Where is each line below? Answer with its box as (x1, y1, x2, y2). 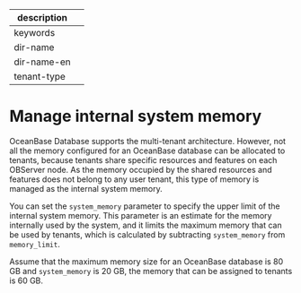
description (17, 12, 67, 23)
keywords (13, 27, 56, 39)
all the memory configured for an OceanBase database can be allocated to (9, 145, 286, 156)
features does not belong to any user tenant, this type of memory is (9, 174, 260, 185)
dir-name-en (13, 56, 72, 68)
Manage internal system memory (9, 107, 262, 126)
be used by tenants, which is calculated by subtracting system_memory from (9, 228, 286, 240)
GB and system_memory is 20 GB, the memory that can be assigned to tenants (9, 265, 293, 276)
